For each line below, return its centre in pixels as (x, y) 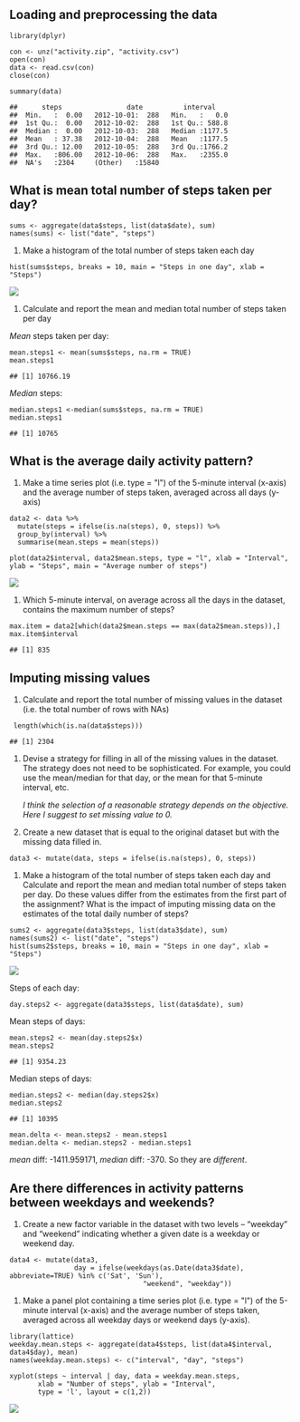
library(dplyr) (38, 35)
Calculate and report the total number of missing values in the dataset (152, 700)
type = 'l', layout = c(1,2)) (94, 1392)
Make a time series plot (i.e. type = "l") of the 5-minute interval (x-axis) (155, 483)
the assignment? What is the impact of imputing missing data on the (149, 904)
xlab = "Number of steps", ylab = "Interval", (127, 1384)
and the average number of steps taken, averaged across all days (144, 492)
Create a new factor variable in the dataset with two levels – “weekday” (155, 1224)
